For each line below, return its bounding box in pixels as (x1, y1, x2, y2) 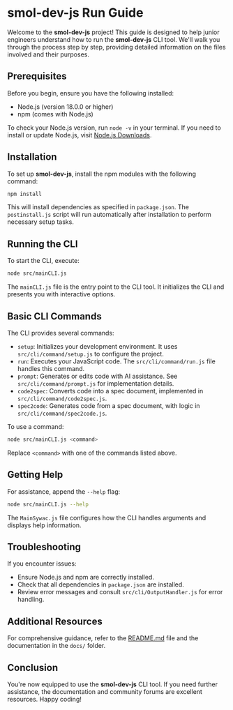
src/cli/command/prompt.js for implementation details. (17, 379, 174, 388)
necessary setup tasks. (7, 218, 75, 226)
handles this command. (17, 364, 85, 372)
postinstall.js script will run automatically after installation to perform (7, 211, 211, 219)
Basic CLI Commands (7, 310, 103, 322)
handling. (17, 595, 45, 604)
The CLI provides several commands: (7, 328, 114, 337)
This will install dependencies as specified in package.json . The (7, 203, 190, 211)
